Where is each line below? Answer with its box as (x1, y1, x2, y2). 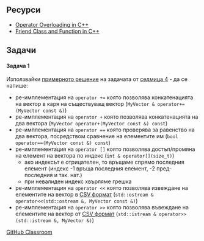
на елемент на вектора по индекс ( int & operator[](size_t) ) (15, 152, 175, 159)
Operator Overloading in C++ (15, 21, 89, 28)
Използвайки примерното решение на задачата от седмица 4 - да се (6, 75, 188, 83)
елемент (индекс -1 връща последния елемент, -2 (24, 165, 156, 172)
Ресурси (6, 5, 41, 15)
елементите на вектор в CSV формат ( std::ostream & (15, 191, 154, 198)
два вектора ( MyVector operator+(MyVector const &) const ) (15, 120, 168, 127)
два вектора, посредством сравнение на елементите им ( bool (15, 133, 178, 140)
